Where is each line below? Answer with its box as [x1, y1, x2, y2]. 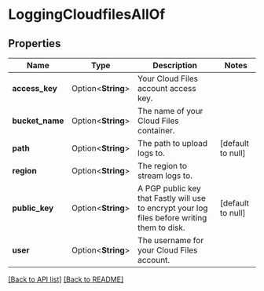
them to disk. [137, 222, 186, 233]
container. [137, 125, 175, 136]
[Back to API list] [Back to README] [8, 275, 124, 284]
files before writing [137, 213, 207, 223]
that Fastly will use [137, 193, 206, 203]
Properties [8, 37, 61, 50]
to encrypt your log [137, 202, 208, 213]
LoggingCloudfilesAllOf [8, 5, 166, 24]
